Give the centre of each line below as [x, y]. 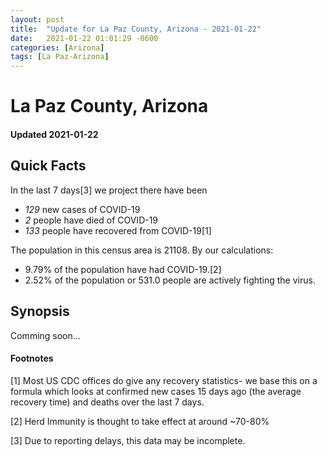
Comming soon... [45, 335]
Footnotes [32, 358]
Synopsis [40, 311]
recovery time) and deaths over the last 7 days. [107, 402]
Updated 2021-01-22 [54, 134]
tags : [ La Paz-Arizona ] [60, 57]
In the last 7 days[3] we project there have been [109, 190]
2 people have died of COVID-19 [91, 220]
